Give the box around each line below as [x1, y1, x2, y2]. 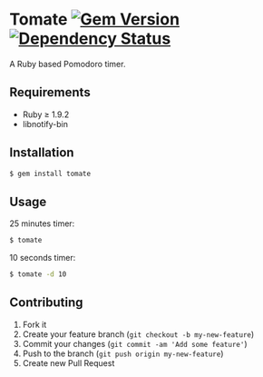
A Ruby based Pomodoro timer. [9, 58, 126, 69]
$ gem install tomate [9, 169, 92, 178]
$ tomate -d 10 [9, 270, 67, 279]
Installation [9, 145, 74, 161]
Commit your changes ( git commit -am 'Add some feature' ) [22, 338, 248, 349]
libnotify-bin [22, 118, 68, 129]
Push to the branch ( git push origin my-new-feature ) [22, 348, 224, 359]
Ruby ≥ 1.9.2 [22, 109, 70, 120]
